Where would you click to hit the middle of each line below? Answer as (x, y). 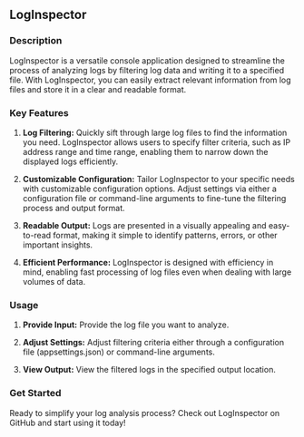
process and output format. (74, 208)
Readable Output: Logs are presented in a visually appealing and (144, 225)
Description (36, 41)
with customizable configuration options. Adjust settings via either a (149, 189)
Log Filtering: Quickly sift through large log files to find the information (155, 132)
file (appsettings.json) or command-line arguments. (118, 352)
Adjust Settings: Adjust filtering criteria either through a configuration (153, 343)
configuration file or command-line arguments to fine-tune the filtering (154, 198)
